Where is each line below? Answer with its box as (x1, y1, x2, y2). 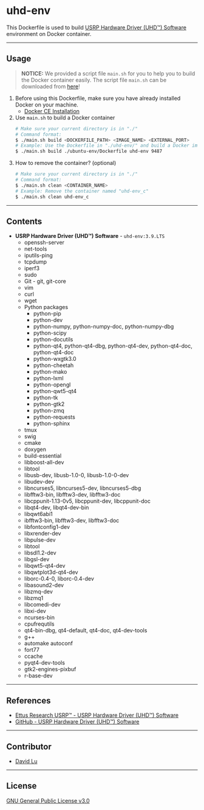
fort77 (24, 646, 39, 654)
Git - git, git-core (24, 278, 67, 285)
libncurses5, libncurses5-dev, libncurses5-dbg (24, 484, 141, 492)
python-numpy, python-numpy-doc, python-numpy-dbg (33, 323, 174, 330)
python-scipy (33, 329, 67, 337)
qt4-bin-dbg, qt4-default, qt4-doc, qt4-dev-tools (24, 627, 148, 634)
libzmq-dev (24, 588, 53, 595)
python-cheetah (33, 361, 74, 369)
